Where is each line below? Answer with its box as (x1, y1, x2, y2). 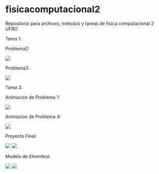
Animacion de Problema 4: (5, 113, 61, 120)
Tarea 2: (5, 84, 23, 90)
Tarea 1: (5, 36, 22, 42)
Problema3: (5, 65, 30, 71)
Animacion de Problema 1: (5, 94, 60, 100)
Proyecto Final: (5, 133, 37, 139)
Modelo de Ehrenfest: (5, 153, 51, 159)
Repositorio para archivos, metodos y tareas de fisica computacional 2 (5, 20, 154, 26)
